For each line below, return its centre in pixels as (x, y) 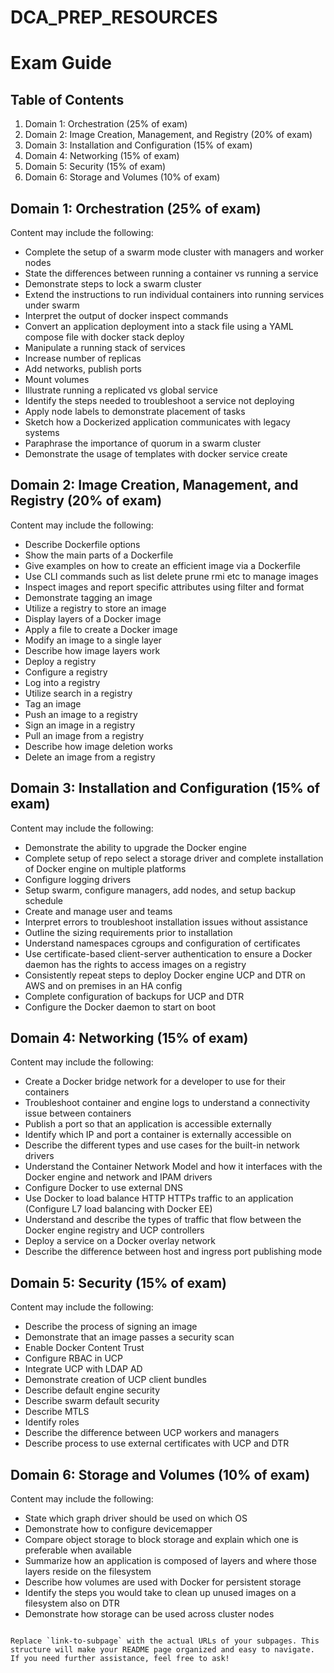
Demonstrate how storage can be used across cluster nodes (149, 1614)
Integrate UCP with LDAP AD (83, 1369)
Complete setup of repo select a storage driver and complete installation (174, 858)
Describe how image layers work (92, 650)
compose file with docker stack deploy (104, 337)
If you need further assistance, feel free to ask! (120, 1659)
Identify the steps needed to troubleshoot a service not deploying (159, 400)
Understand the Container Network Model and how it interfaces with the (173, 1167)
